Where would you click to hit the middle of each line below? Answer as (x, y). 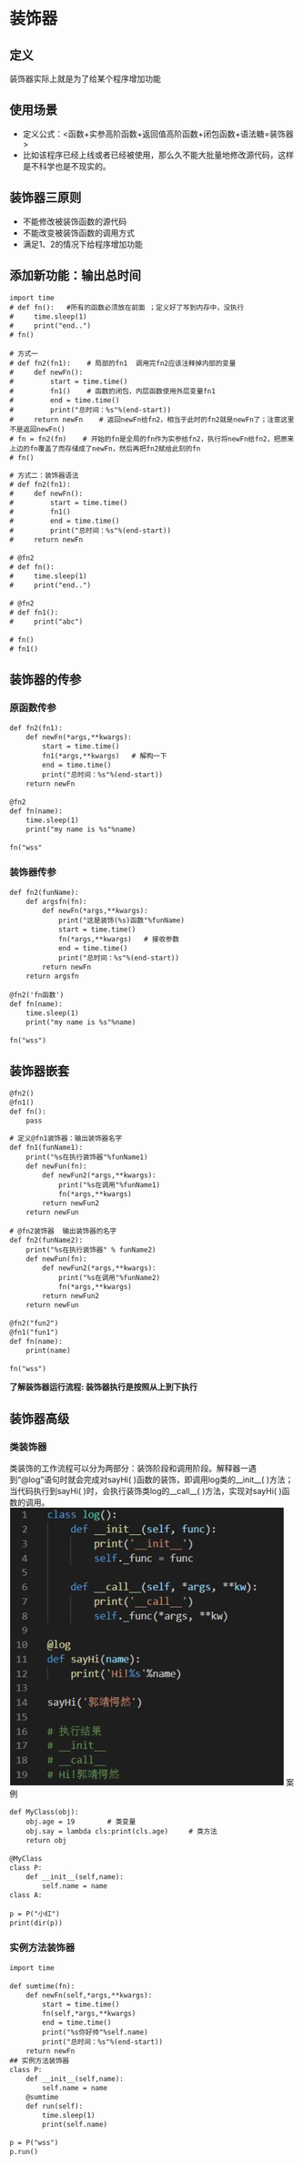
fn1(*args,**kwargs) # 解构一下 (105, 757)
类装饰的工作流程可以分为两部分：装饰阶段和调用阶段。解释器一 (129, 1468)
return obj (46, 1840)
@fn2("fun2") (34, 1324)
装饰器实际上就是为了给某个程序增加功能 (85, 79)
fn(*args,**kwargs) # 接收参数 (119, 940)
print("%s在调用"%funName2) (109, 1278)
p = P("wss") (34, 2143)
